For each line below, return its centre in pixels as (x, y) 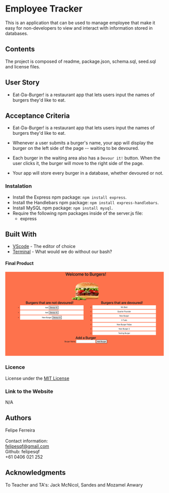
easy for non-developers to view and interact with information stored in (79, 28)
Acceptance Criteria (37, 115)
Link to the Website (29, 391)
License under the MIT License (37, 378)
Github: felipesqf (23, 451)
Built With (21, 234)
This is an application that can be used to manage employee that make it (80, 23)
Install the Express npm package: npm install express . (69, 197)
